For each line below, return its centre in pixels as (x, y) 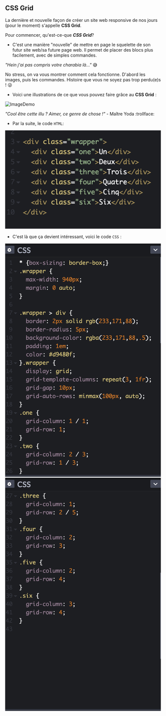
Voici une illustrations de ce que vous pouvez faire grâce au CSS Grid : (84, 94)
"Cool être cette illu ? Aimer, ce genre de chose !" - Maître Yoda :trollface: (80, 114)
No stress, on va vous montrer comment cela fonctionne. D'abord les (75, 74)
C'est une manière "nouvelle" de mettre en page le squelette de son (81, 45)
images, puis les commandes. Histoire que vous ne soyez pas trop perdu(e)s (83, 79)
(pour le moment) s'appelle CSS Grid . (43, 25)
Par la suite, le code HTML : (38, 123)
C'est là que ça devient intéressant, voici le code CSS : (67, 236)
